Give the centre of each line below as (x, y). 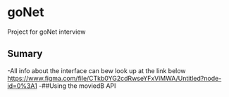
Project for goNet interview (47, 32)
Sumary (25, 54)
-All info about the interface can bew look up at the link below (97, 70)
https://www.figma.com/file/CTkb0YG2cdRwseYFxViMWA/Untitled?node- (114, 78)
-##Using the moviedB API (77, 86)
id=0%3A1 (22, 86)
